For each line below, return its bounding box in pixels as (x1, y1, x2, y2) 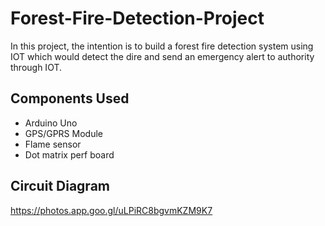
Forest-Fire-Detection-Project (10, 7, 265, 30)
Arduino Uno (24, 117, 78, 129)
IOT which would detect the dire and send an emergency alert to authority (10, 50, 315, 62)
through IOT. (10, 61, 63, 73)
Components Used (10, 90, 130, 107)
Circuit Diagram (10, 178, 110, 195)
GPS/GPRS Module (24, 127, 103, 139)
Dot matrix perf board (24, 148, 115, 161)
